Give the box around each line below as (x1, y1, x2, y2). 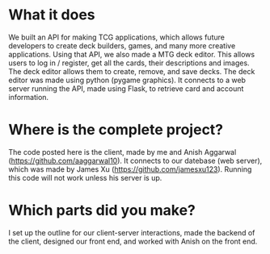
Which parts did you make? (8, 202, 196, 219)
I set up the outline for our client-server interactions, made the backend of (8, 227, 255, 237)
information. (8, 92, 49, 102)
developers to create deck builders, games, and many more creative (8, 40, 236, 50)
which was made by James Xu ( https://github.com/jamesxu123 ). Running (8, 164, 252, 174)
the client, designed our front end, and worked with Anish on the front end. (8, 236, 258, 246)
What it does (8, 6, 95, 24)
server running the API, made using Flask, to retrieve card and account (8, 83, 244, 94)
